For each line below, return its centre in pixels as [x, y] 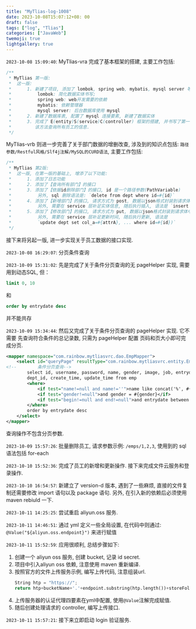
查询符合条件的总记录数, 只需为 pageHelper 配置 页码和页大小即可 [101, 338]
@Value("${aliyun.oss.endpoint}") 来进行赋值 [62, 532]
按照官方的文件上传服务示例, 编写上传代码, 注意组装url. [80, 572]
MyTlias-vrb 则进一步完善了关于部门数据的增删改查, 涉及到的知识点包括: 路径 [98, 145]
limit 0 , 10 [20, 283]
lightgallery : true [30, 44]
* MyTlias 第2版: [29, 168]
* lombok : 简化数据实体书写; [52, 94]
